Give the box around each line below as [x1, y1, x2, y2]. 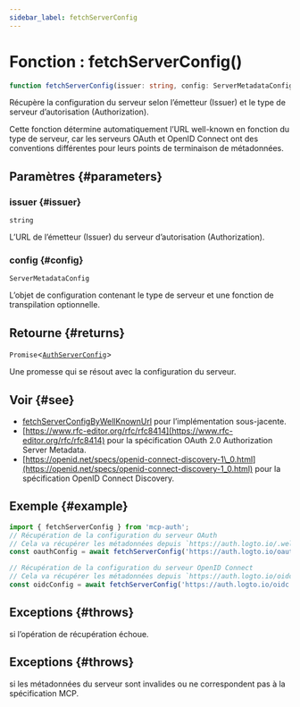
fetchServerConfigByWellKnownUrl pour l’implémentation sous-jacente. [21, 417, 287, 427]
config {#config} [9, 254, 84, 266]
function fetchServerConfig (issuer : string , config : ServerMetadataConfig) [9, 81, 297, 90]
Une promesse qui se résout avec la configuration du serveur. [9, 366, 237, 377]
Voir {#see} [9, 392, 75, 408]
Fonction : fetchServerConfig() [9, 51, 243, 72]
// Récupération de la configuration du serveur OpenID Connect [9, 564, 254, 573]
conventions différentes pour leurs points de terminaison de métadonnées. [9, 143, 284, 154]
